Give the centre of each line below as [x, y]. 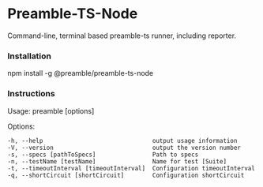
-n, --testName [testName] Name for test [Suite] [117, 161]
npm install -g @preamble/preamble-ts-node [81, 73]
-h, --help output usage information [122, 140]
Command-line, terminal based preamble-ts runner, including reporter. [122, 36]
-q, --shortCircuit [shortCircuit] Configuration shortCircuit [126, 175]
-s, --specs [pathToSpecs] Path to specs [103, 155]
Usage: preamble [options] [51, 110]
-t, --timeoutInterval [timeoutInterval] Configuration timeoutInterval [131, 168]
